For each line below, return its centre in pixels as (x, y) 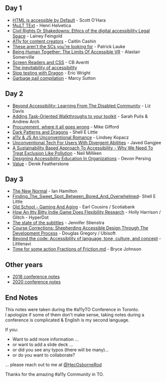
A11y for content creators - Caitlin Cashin (54, 41)
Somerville (23, 57)
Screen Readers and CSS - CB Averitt (51, 62)
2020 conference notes (37, 282)
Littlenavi (22, 244)
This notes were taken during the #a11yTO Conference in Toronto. (72, 310)
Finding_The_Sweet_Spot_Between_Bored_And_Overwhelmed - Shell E (84, 196)
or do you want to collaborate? (44, 355)
